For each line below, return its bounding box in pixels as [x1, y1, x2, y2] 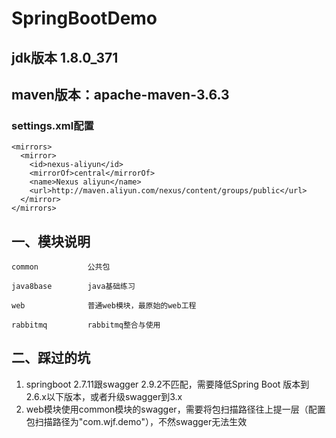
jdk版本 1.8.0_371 [11, 49, 119, 66]
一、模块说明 [11, 233, 91, 250]
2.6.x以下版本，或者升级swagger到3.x [25, 390, 183, 402]
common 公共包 [11, 262, 111, 272]
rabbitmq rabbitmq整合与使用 [11, 320, 161, 331]
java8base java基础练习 [11, 282, 136, 292]
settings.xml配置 [11, 118, 94, 132]
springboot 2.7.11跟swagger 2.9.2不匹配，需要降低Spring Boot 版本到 [25, 378, 310, 390]
